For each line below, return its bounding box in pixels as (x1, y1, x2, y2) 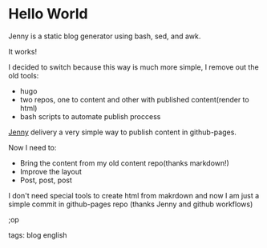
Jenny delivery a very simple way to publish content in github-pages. (8, 127, 237, 137)
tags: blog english (8, 230, 67, 240)
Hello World (8, 5, 88, 23)
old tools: (8, 70, 39, 80)
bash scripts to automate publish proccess (19, 111, 161, 121)
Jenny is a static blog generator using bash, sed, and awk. (8, 31, 201, 41)
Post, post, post (19, 175, 72, 185)
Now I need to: (8, 142, 57, 152)
